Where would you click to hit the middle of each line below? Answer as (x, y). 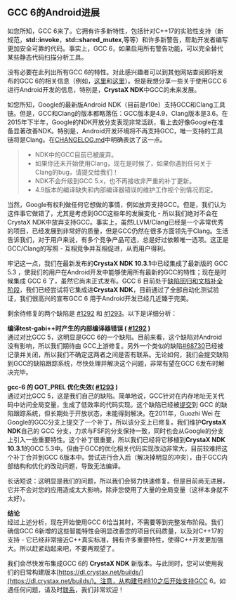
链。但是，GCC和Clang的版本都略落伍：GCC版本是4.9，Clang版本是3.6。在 (118, 113)
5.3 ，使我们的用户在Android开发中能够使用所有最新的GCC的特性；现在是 (114, 272)
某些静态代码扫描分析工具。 (47, 57)
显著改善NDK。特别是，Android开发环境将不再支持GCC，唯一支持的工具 (118, 131)
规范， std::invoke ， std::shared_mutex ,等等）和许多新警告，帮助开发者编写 (118, 39)
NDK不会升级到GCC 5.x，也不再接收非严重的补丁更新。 (115, 180)
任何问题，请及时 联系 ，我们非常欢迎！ (68, 589)
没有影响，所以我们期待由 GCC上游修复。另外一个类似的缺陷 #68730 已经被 (116, 345)
